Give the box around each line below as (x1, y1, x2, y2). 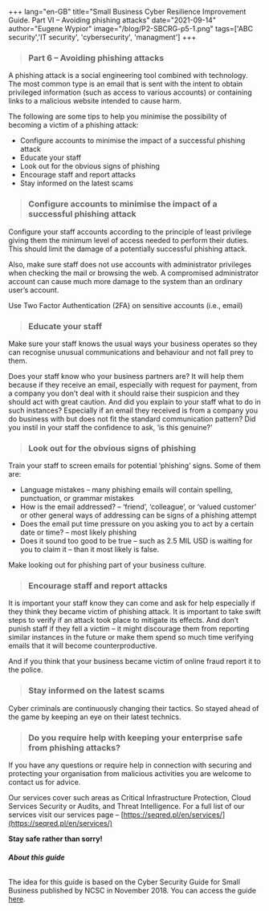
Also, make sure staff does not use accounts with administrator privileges (8, 259, 251, 269)
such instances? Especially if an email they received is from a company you (8, 405, 259, 415)
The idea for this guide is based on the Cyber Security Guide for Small (8, 877, 241, 887)
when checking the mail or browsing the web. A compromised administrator (8, 268, 259, 278)
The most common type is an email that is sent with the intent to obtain (8, 79, 243, 89)
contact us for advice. (8, 778, 81, 787)
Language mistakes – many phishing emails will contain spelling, (19, 485, 233, 494)
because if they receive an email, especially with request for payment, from (8, 380, 258, 389)
